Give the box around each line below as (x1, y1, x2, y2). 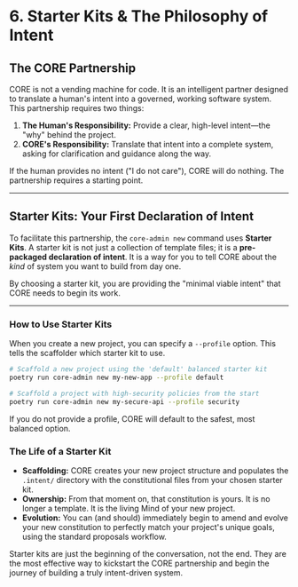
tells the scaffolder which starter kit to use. (9, 348, 166, 359)
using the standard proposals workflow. (21, 531, 167, 542)
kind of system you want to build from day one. (9, 260, 182, 272)
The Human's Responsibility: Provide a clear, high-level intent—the (21, 120, 271, 131)
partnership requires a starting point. (9, 175, 144, 186)
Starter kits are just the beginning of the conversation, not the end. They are (9, 548, 286, 559)
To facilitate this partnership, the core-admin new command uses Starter (9, 233, 272, 243)
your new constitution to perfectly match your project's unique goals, (21, 521, 275, 532)
